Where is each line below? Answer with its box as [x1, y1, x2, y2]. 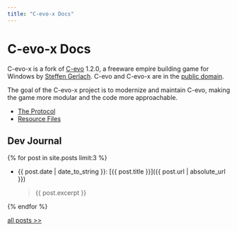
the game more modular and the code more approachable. [7, 93, 178, 101]
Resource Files [17, 114, 62, 123]
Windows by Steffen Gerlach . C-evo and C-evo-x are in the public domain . [7, 72, 224, 80]
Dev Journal [7, 135, 62, 147]
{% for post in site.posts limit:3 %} [7, 154, 108, 162]
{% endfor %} [7, 203, 48, 211]
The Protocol [17, 107, 56, 115]
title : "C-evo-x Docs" [7, 10, 74, 18]
